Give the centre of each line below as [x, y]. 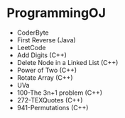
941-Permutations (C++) [53, 107]
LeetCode [31, 47]
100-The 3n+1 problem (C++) [60, 93]
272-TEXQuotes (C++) [50, 100]
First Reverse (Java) [46, 40]
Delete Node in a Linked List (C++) [67, 62]
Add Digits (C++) [42, 55]
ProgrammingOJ [56, 13]
